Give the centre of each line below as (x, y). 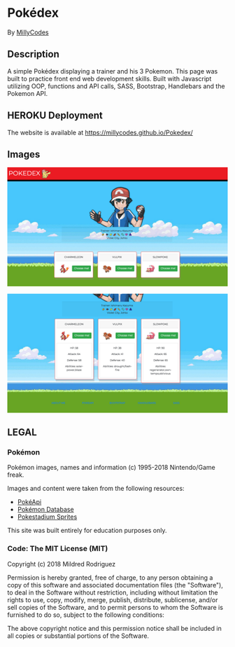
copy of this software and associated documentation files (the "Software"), (115, 585)
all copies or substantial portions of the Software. (78, 636)
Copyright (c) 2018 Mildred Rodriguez (62, 564)
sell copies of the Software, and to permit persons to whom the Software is (115, 607)
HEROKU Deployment (55, 116)
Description (33, 54)
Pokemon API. (28, 93)
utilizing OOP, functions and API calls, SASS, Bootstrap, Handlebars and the (116, 86)
